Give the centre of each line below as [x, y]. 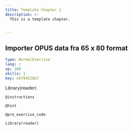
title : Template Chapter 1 [33, 10]
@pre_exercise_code [25, 114]
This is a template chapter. [40, 19]
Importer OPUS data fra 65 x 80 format [66, 48]
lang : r [13, 64]
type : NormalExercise [28, 60]
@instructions [20, 97]
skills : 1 [15, 73]
